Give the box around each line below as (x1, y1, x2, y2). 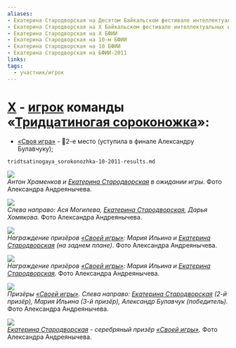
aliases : (7, 10, 33, 18)
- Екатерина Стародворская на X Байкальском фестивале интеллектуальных (7, 23, 225, 30)
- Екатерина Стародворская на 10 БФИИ (7, 43, 121, 50)
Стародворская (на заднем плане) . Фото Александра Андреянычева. (7, 241, 218, 250)
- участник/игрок (13, 69, 65, 76)
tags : (7, 62, 23, 69)
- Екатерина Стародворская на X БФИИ (7, 29, 118, 37)
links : (7, 56, 27, 63)
